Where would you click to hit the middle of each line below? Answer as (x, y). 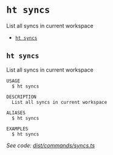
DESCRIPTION (21, 97)
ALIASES (16, 113)
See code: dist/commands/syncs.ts (51, 145)
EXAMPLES (17, 129)
